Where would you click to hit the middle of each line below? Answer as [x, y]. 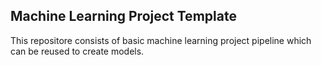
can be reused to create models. [77, 51]
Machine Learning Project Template [123, 16]
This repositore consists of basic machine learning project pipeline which [161, 40]
